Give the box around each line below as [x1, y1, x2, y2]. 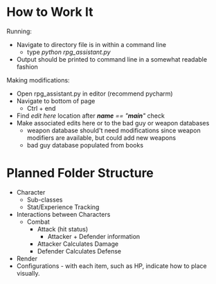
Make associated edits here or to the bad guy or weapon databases [16, 118, 210, 127]
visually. [16, 269, 40, 277]
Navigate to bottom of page [16, 96, 96, 105]
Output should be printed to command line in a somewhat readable [16, 55, 208, 63]
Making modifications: [6, 76, 70, 84]
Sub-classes [26, 195, 63, 204]
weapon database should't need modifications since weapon [26, 126, 201, 134]
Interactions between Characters [16, 210, 111, 218]
